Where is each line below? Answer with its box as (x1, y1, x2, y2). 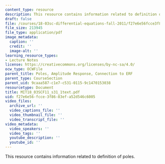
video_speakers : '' (9, 126, 50, 131)
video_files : (5, 99, 32, 104)
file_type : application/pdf (5, 30, 63, 35)
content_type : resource (5, 7, 54, 12)
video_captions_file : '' (9, 108, 60, 113)
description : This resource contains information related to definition (5, 12, 157, 17)
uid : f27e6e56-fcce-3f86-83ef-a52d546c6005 (5, 94, 96, 99)
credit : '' (9, 44, 32, 49)
